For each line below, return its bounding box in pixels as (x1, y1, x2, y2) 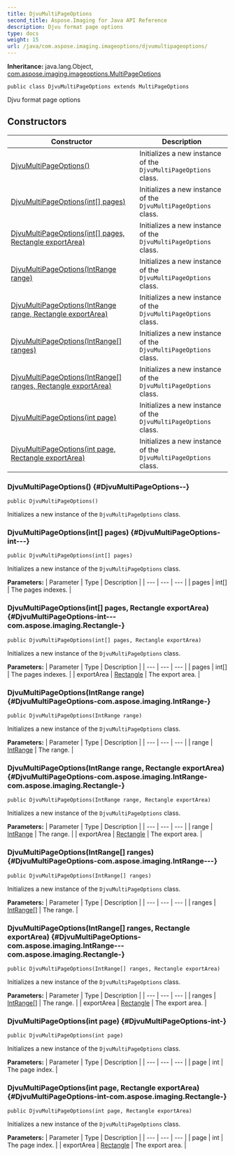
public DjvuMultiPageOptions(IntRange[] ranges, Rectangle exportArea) (7, 965, 220, 972)
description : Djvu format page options (7, 23, 124, 30)
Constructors (7, 116, 67, 128)
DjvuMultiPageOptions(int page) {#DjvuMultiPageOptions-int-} (7, 1016, 227, 1025)
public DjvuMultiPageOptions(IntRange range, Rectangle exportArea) (7, 797, 211, 804)
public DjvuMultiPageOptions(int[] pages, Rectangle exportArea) (7, 637, 201, 644)
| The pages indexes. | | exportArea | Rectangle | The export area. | (7, 670, 201, 678)
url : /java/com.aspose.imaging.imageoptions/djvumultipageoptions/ (7, 43, 208, 50)
